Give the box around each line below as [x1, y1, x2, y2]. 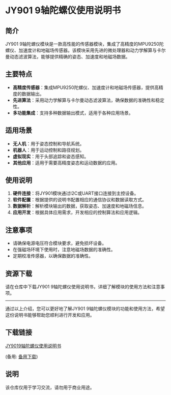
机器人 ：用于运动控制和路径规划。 [12, 147, 84, 153]
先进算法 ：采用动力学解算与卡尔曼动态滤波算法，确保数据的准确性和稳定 [12, 97, 164, 103]
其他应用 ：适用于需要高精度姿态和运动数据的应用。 [12, 160, 120, 166]
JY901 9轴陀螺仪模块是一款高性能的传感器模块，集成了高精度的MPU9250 [5, 41, 159, 47]
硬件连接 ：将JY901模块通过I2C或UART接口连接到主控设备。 [12, 190, 139, 196]
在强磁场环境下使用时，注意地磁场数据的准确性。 [12, 247, 116, 253]
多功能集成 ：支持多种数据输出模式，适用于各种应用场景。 [12, 110, 133, 116]
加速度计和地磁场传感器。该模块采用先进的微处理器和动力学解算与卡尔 [18, 47, 166, 53]
